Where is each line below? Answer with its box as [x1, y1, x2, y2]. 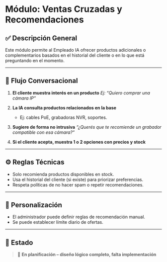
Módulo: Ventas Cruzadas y [5, 3, 123, 15]
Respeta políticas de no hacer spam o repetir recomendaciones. [12, 181, 144, 187]
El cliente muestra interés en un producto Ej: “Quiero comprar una [12, 89, 151, 95]
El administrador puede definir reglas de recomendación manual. [12, 214, 146, 220]
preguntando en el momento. [5, 58, 65, 63]
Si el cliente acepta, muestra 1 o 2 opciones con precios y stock [12, 139, 146, 145]
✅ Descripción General [5, 34, 78, 42]
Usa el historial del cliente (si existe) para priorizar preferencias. [12, 176, 144, 182]
